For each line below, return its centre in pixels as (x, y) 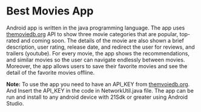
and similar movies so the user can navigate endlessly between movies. (96, 60)
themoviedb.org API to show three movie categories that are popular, (92, 34)
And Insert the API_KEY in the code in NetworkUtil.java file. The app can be (100, 90)
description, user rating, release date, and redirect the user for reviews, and (100, 47)
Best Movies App (50, 11)
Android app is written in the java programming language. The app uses (96, 28)
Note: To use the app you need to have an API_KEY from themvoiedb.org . (98, 84)
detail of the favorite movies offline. (51, 72)
